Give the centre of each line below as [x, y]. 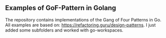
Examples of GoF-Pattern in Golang [61, 8]
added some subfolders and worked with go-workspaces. [64, 30]
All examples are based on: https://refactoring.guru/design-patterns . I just [81, 25]
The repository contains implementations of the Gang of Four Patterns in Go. [83, 19]
